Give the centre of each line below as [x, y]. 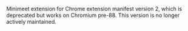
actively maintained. [31, 22]
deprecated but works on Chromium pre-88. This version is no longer [93, 15]
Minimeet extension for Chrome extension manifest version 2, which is [94, 9]
